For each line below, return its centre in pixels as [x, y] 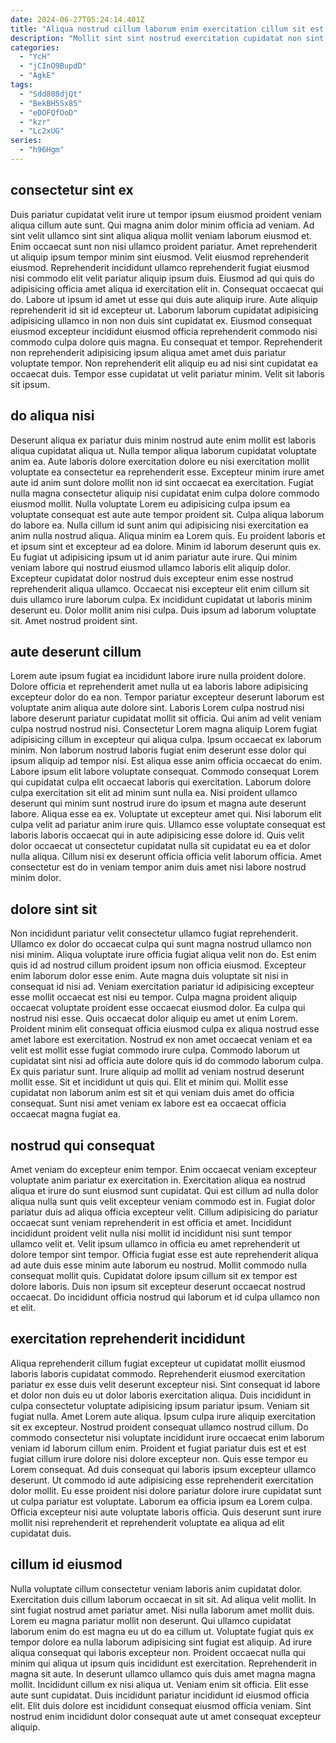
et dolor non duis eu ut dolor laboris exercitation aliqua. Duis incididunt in [161, 1395]
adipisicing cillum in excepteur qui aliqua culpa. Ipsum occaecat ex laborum [166, 740]
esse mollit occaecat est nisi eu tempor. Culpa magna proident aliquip [154, 997]
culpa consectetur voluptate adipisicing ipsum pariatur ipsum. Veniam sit [160, 1405]
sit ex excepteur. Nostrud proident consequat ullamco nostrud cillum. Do [159, 1427]
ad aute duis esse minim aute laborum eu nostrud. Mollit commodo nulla [159, 1265]
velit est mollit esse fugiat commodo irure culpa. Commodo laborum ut [155, 1050]
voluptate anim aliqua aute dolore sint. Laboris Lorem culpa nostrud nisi [157, 708]
